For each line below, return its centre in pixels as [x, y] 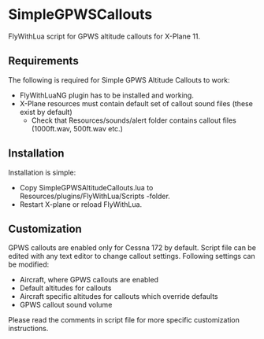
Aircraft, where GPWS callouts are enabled [89, 280]
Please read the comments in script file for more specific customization [124, 320]
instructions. [28, 329]
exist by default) [46, 112]
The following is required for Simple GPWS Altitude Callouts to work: [119, 79]
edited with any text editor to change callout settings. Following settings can [132, 256]
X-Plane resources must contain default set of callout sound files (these [136, 103]
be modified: [29, 264]
